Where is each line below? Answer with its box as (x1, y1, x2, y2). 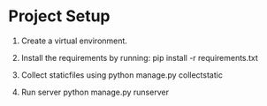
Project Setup (8, 6, 111, 26)
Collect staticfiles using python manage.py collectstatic (20, 69, 223, 80)
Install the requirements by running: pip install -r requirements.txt (20, 52, 258, 63)
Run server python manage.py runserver (20, 87, 170, 97)
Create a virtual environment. (20, 35, 127, 46)
